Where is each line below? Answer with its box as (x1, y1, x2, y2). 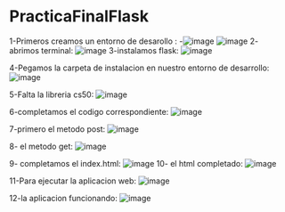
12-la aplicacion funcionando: (9, 192, 118, 203)
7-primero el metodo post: (9, 123, 106, 135)
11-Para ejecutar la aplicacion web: (9, 175, 136, 186)
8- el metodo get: (9, 141, 74, 151)
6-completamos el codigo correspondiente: (9, 106, 169, 117)
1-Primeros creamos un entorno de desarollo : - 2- (9, 36, 259, 46)
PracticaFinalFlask (9, 6, 150, 27)
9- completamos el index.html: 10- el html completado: (9, 158, 243, 168)
